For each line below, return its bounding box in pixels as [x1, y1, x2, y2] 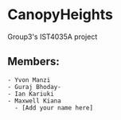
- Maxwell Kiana [7, 97, 61, 105]
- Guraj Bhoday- [7, 83, 61, 91]
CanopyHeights [7, 6, 113, 24]
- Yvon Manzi [7, 75, 51, 84]
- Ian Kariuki [7, 90, 55, 98]
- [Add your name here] [14, 103, 93, 112]
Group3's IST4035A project [7, 32, 98, 41]
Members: [7, 55, 60, 68]
